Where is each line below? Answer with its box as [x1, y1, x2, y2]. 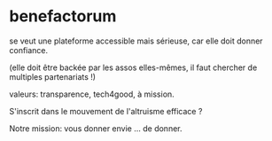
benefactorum [9, 6, 117, 27]
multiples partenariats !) [9, 71, 96, 82]
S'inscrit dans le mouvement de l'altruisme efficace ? [9, 106, 203, 116]
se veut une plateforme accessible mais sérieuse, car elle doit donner [9, 35, 263, 46]
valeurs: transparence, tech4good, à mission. [9, 89, 175, 99]
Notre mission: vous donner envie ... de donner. [9, 122, 183, 134]
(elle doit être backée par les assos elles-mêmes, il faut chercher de [9, 62, 258, 73]
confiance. [9, 44, 49, 55]
